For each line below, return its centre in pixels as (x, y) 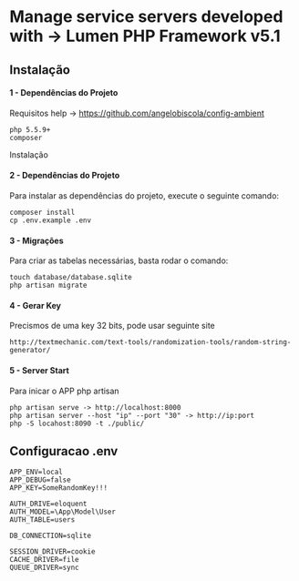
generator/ (30, 351)
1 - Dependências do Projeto (64, 93)
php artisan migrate (49, 285)
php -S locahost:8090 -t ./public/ (77, 423)
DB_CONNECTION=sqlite (51, 536)
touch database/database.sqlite (71, 278)
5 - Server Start (40, 370)
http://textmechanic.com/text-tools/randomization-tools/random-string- (150, 342)
